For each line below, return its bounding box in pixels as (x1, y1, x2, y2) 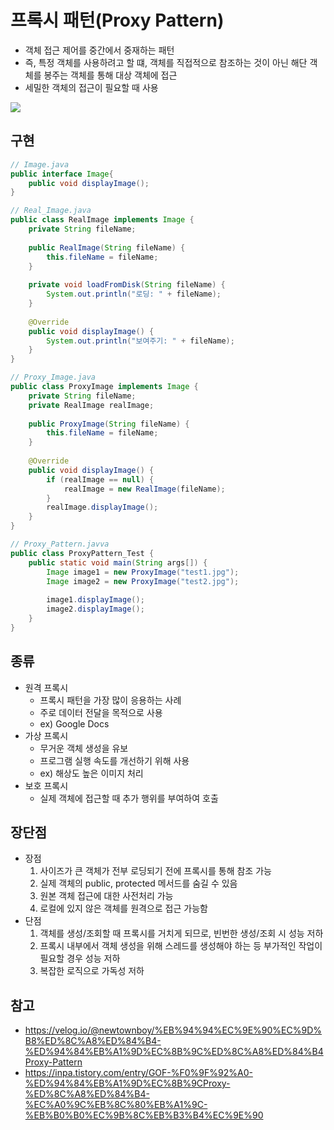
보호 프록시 (24, 779, 69, 791)
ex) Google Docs (39, 717, 110, 730)
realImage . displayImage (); (46, 502, 159, 513)
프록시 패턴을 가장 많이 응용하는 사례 (39, 694, 182, 706)
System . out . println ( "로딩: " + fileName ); (46, 289, 222, 300)
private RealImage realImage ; (28, 400, 155, 410)
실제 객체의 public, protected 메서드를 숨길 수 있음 (39, 877, 238, 890)
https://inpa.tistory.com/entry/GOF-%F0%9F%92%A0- (24, 1067, 253, 1079)
